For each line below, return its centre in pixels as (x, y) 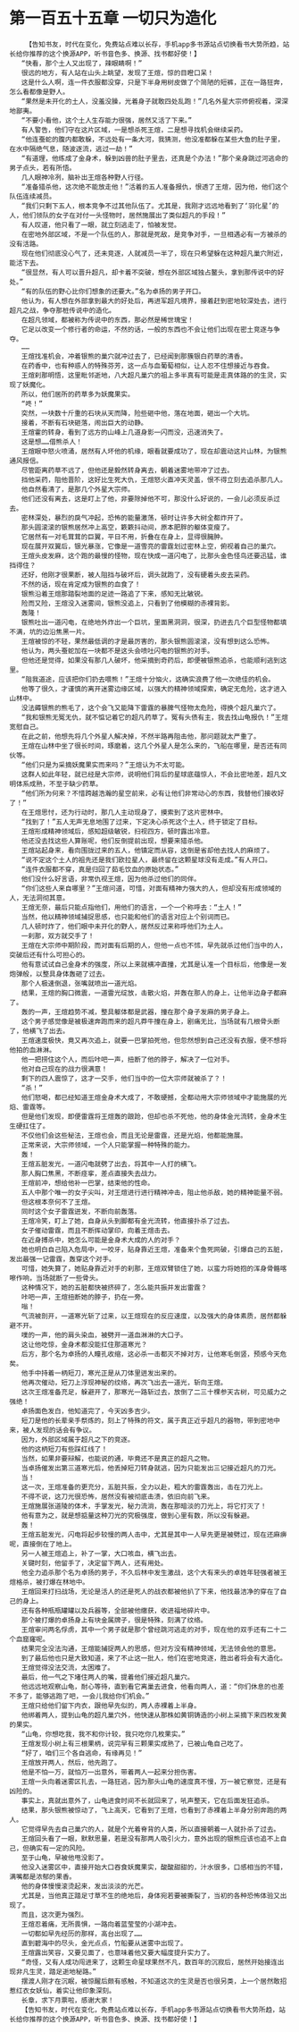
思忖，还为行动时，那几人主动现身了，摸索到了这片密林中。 (134, 812)
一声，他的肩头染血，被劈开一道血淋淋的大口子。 (111, 1335)
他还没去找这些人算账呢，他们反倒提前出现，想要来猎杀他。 (114, 841)
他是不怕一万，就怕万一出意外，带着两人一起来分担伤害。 (111, 1772)
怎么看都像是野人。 (39, 92)
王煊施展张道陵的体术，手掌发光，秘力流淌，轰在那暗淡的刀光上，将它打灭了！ (144, 1506)
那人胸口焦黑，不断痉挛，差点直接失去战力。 (91, 1173)
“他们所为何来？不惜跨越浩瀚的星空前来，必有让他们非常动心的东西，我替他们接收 (149, 793)
